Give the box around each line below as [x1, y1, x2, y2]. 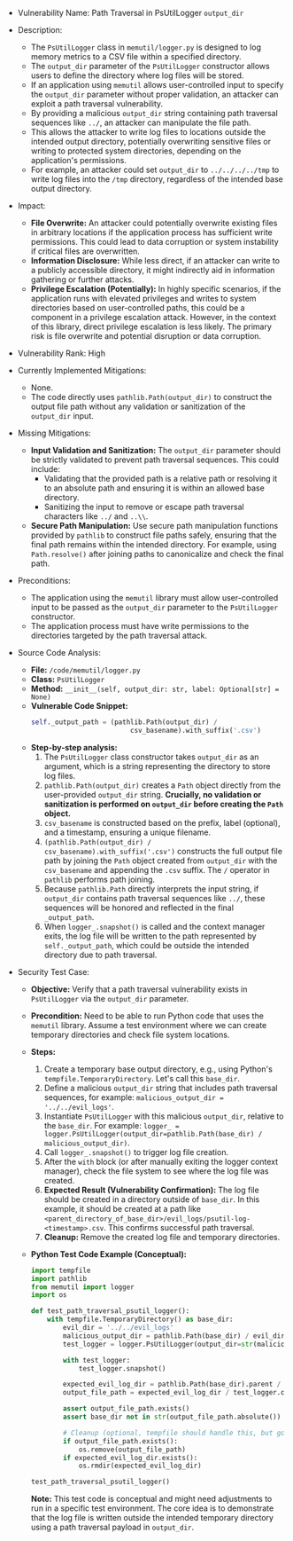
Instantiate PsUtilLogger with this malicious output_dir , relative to [43, 1111, 284, 1121]
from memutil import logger [30, 1282, 135, 1292]
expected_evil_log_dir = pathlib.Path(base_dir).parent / [62, 1380, 281, 1389]
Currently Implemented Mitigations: [17, 366, 147, 375]
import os [30, 1291, 68, 1300]
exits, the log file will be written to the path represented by [43, 931, 257, 941]
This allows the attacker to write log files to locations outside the [30, 127, 266, 137]
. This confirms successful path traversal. [103, 1222, 255, 1232]
